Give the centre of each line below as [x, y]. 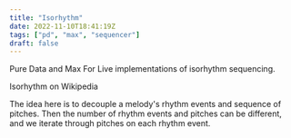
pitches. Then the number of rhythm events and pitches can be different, [145, 113]
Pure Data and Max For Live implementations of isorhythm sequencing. [142, 69]
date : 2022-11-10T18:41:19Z [63, 26]
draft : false [34, 43]
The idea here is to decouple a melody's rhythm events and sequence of [145, 104]
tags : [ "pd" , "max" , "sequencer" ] [75, 34]
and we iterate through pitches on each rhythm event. [110, 123]
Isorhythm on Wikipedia [54, 86]
